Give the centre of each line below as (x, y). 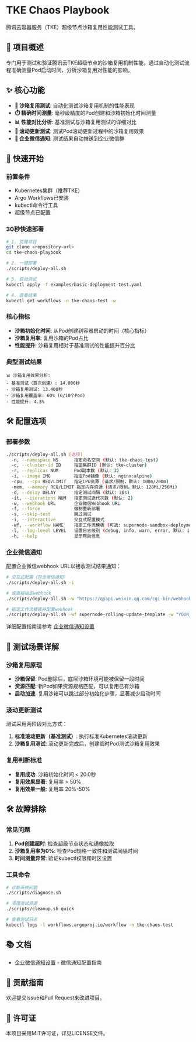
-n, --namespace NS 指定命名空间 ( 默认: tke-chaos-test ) (85, 460)
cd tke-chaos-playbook (34, 252)
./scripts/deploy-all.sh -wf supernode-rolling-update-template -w (90, 615)
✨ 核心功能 (26, 90)
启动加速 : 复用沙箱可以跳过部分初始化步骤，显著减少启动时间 (87, 693)
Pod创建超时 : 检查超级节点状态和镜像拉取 (64, 843)
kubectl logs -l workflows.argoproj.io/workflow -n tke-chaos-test (90, 925)
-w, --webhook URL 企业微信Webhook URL (66, 503)
